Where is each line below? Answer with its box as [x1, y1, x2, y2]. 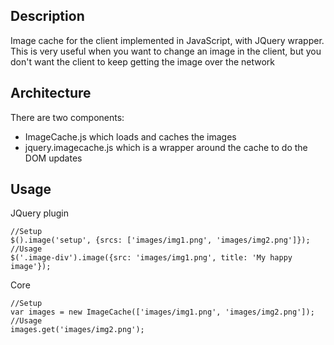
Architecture [10, 85, 92, 102]
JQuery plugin [10, 207, 69, 219]
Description [10, 8, 85, 25]
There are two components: [10, 111, 125, 123]
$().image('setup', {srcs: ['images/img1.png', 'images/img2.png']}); [10, 235, 311, 246]
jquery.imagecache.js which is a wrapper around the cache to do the [24, 141, 308, 153]
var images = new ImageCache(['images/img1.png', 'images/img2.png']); [10, 307, 315, 318]
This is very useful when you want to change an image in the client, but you [10, 45, 322, 57]
